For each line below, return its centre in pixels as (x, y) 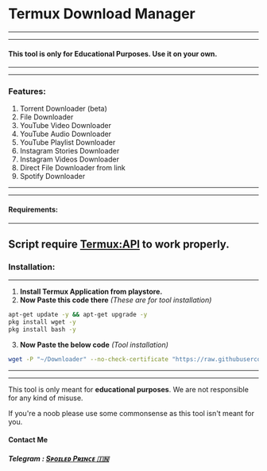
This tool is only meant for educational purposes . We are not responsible (128, 389)
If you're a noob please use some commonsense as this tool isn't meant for (132, 413)
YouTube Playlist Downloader (68, 142)
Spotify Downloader (52, 177)
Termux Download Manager (102, 14)
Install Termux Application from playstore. (91, 292)
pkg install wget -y (43, 322)
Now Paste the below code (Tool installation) (94, 344)
